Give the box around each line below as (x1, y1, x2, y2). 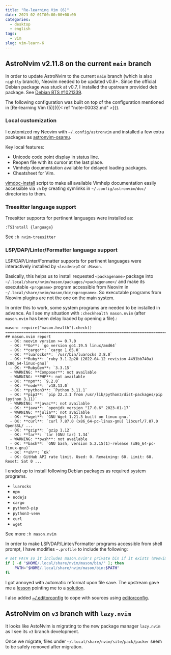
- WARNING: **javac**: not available (10, 401, 90, 406)
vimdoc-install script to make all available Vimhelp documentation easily (5, 180, 157, 186)
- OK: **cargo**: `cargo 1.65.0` (10, 348, 81, 353)
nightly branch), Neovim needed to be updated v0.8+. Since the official (5, 78, 156, 84)
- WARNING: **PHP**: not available (10, 375, 85, 380)
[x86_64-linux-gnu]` (5, 361, 49, 366)
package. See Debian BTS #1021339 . (5, 89, 82, 95)
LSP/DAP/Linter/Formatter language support (5, 246, 118, 253)
